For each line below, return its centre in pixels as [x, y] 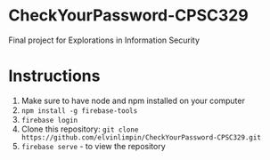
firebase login [49, 120]
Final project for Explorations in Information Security [104, 40]
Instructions [54, 76]
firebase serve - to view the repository [93, 146]
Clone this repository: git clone [80, 129]
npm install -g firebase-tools [79, 111]
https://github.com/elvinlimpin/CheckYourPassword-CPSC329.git [141, 137]
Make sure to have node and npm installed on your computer [133, 100]
